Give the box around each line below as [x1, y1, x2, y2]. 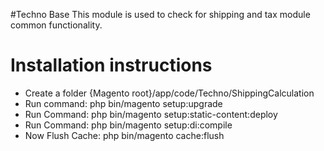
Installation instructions [10, 54, 213, 77]
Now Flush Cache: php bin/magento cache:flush [24, 129, 225, 141]
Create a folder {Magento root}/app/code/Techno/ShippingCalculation [24, 87, 315, 99]
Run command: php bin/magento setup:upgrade [24, 97, 223, 109]
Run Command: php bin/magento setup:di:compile [24, 119, 233, 131]
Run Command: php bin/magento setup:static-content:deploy [24, 108, 278, 120]
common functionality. [10, 19, 103, 31]
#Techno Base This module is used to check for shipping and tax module [10, 9, 311, 20]
